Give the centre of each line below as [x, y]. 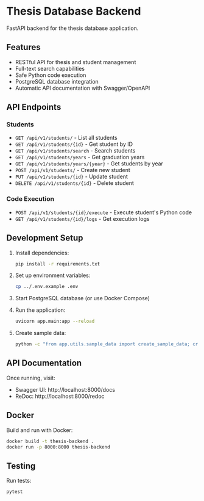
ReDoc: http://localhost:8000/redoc [60, 396]
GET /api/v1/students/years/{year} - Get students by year [89, 164]
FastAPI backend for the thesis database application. [72, 28]
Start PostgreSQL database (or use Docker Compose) [83, 298]
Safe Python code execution [51, 75]
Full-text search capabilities [50, 68]
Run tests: [19, 481]
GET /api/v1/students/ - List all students [66, 138]
